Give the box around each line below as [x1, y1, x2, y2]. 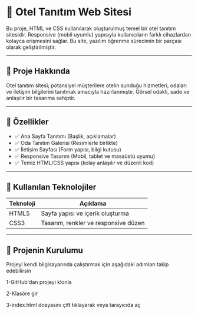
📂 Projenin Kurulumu [6, 245, 84, 255]
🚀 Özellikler [6, 117, 49, 127]
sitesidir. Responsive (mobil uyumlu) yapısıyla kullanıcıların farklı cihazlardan [6, 31, 192, 38]
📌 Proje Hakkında [6, 66, 70, 76]
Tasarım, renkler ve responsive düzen [41, 219, 145, 227]
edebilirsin [6, 267, 31, 275]
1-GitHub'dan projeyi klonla [6, 279, 72, 286]
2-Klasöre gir [6, 290, 38, 297]
